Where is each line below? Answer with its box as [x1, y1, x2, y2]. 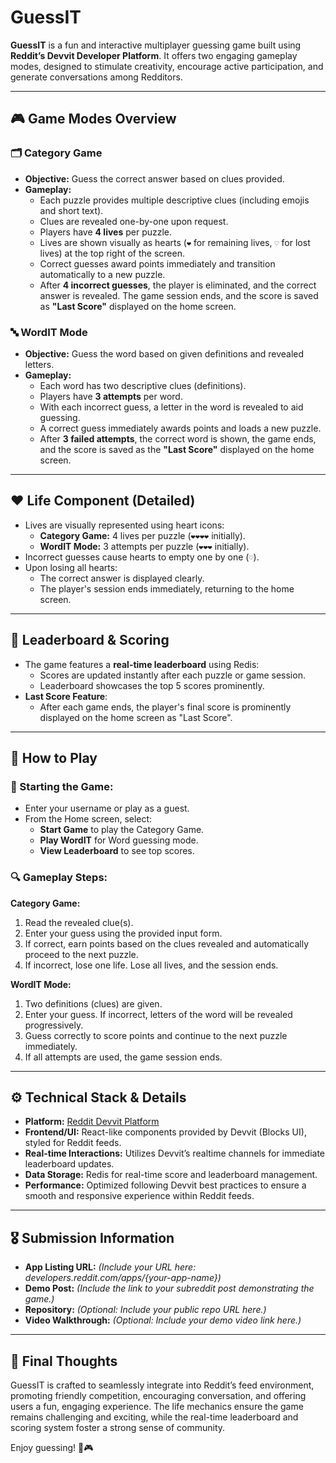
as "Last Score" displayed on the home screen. [39, 300, 237, 312]
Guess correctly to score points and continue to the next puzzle [24, 1029, 288, 1041]
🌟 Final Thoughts [10, 1352, 118, 1370]
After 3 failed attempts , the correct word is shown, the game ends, [39, 432, 317, 445]
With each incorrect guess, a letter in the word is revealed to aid [39, 401, 304, 413]
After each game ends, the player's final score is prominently [39, 701, 292, 713]
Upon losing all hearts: [24, 561, 118, 573]
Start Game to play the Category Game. [39, 824, 205, 836]
